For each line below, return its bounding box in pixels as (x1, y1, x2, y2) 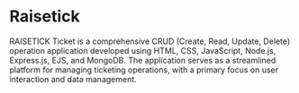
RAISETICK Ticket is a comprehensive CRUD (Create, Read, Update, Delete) (9, 36, 291, 46)
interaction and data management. (9, 73, 137, 84)
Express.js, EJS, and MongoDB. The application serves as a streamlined (9, 55, 276, 65)
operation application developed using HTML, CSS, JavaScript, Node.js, (9, 45, 276, 55)
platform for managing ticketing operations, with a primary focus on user (9, 64, 279, 75)
